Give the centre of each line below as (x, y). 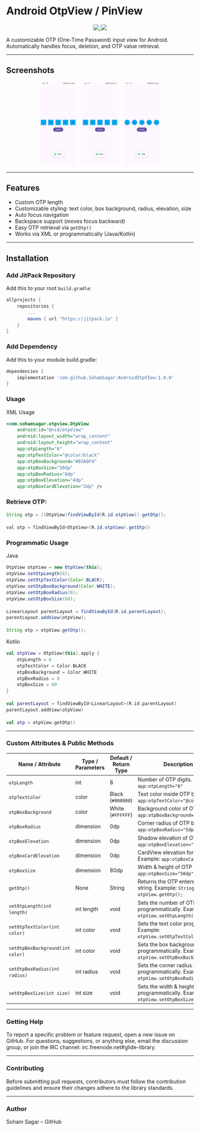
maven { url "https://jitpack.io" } (73, 319)
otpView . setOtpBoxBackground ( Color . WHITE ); (61, 586)
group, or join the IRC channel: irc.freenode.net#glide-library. (81, 1048)
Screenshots (30, 71)
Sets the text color (160, 923)
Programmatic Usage (37, 543)
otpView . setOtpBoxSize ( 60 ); (41, 599)
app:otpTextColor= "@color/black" (58, 455)
